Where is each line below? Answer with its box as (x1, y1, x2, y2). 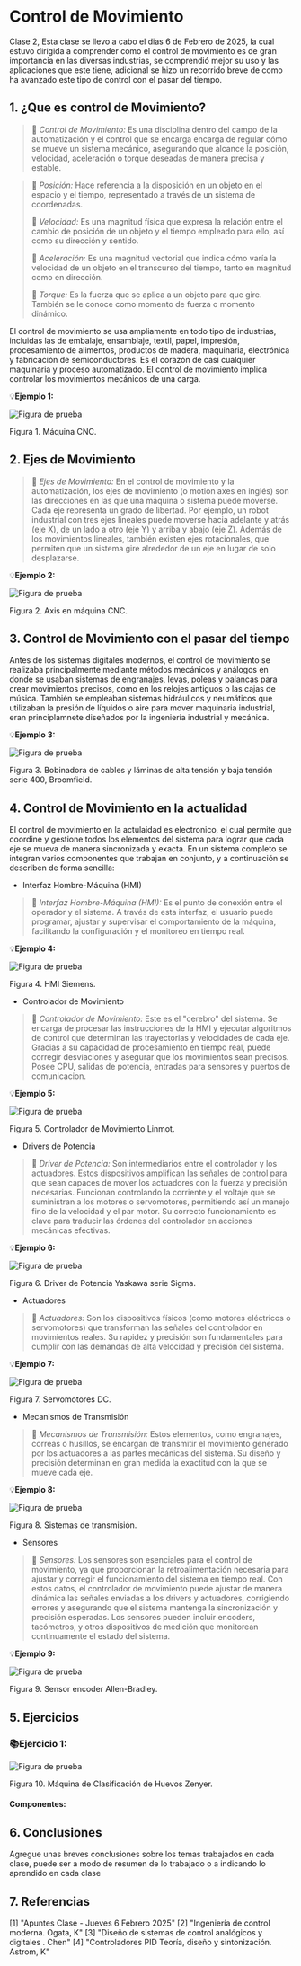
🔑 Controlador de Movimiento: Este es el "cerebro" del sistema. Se (31, 1013, 278, 1025)
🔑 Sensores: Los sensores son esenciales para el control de (31, 1555, 253, 1565)
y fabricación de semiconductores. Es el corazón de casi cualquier (9, 354, 256, 365)
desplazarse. (31, 552, 80, 563)
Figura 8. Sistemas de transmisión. (9, 1520, 137, 1530)
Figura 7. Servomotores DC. (9, 1394, 111, 1405)
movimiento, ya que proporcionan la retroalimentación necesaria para (31, 1565, 289, 1575)
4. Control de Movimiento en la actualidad (9, 800, 248, 815)
